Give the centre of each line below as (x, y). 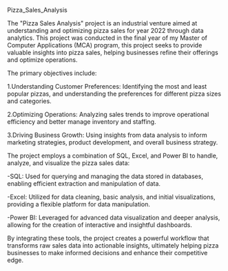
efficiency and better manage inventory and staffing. (82, 122)
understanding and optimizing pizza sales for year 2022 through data (106, 31)
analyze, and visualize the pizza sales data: (69, 163)
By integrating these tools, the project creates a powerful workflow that (108, 238)
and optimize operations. (42, 60)
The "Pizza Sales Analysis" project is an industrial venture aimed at (102, 23)
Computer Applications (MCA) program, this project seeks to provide (105, 45)
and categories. (29, 101)
